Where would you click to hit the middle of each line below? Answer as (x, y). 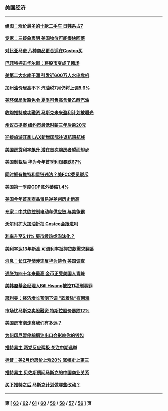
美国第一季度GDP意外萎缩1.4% (37, 187)
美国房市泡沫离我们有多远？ (34, 323)
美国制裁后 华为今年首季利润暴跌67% (43, 162)
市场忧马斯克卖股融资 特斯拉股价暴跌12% (47, 310)
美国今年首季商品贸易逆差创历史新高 (42, 199)
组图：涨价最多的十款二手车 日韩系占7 (44, 26)
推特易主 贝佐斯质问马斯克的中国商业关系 (47, 372)
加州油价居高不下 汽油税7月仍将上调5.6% (48, 88)
